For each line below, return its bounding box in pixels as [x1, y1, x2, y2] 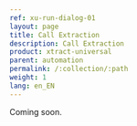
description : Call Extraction [9, 38, 125, 48]
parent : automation [9, 56, 84, 65]
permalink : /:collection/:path [9, 65, 129, 74]
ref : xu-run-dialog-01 [9, 13, 96, 23]
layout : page [9, 22, 59, 31]
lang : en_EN [9, 81, 55, 90]
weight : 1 [9, 73, 47, 82]
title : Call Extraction [9, 30, 100, 39]
